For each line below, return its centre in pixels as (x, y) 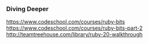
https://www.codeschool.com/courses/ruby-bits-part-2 (74, 28)
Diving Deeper (28, 9)
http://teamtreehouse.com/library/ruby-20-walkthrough (74, 34)
